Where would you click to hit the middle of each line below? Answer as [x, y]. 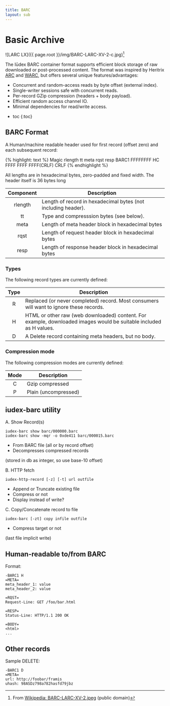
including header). [63, 207]
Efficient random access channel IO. [50, 101]
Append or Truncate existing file [46, 489]
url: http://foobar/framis [34, 679]
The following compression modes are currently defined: [65, 363]
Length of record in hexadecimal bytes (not [93, 201]
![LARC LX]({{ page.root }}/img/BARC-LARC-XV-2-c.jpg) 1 [65, 54]
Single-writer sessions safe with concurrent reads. [65, 91]
